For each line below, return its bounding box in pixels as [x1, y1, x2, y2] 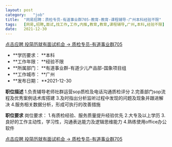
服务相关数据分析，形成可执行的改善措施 [15, 101, 101, 108]
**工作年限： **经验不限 [12, 58, 64, 65]
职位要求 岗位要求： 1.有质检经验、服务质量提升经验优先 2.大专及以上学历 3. [5, 112, 166, 118]
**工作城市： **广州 [12, 71, 55, 77]
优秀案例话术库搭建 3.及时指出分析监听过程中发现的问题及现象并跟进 [14, 95, 159, 101]
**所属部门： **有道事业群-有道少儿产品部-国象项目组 [12, 65, 127, 71]
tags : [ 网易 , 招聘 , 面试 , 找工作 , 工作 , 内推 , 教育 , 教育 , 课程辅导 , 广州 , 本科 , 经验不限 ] [5, 22, 165, 27]
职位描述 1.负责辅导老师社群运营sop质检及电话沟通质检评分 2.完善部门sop [5, 89, 161, 95]
